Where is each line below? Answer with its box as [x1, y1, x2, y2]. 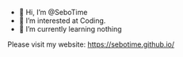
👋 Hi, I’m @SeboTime [18, 8, 88, 17]
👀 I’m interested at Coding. [18, 16, 106, 25]
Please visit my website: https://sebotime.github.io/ [7, 40, 175, 49]
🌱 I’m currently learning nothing [18, 25, 122, 33]
